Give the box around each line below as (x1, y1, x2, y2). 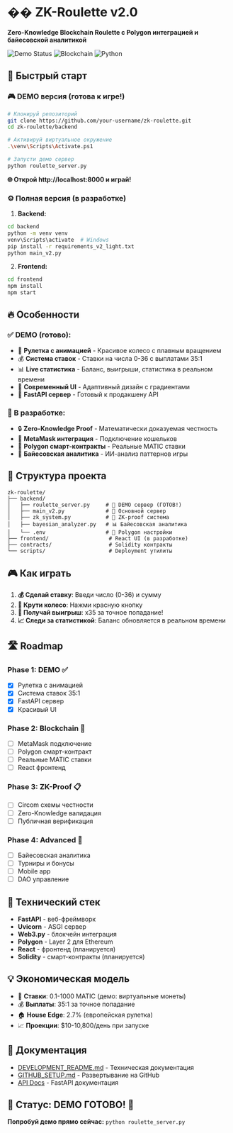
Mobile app (17, 867, 51, 876)
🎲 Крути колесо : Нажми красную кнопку (17, 601, 143, 609)
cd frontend (7, 276, 42, 283)
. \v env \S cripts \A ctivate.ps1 (7, 143, 93, 150)
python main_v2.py (7, 250, 62, 257)
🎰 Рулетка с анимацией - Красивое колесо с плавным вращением (17, 346, 222, 355)
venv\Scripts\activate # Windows (7, 236, 110, 243)
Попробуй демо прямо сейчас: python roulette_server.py (7, 1117, 186, 1126)
